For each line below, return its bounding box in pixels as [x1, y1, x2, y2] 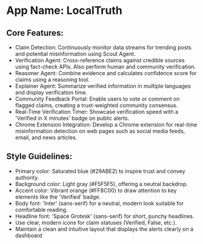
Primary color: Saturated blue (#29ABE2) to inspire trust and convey [15, 167, 186, 174]
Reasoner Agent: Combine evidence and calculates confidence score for [15, 70, 197, 76]
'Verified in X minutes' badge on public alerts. [15, 114, 129, 122]
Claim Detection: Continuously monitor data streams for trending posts [15, 44, 192, 51]
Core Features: [6, 28, 64, 38]
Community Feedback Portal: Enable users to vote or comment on [15, 95, 180, 102]
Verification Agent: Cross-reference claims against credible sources [15, 57, 185, 64]
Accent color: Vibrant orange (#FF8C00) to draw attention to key [15, 186, 177, 194]
